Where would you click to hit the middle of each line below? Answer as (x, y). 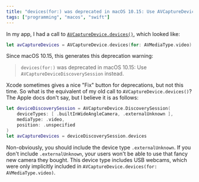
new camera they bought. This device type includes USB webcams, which (97, 160)
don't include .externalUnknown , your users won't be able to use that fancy (97, 154)
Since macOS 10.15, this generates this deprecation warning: (80, 56)
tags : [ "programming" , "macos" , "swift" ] (58, 17)
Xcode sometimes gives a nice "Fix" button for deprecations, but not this (95, 85)
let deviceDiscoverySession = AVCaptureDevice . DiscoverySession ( (88, 109)
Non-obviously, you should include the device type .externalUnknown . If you (99, 147)
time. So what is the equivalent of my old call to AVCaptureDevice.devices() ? (99, 92)
